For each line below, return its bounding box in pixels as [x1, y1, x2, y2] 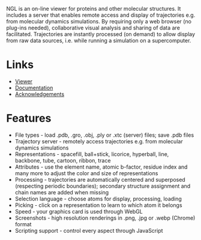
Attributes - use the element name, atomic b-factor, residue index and [14, 163, 188, 170]
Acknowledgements [14, 90, 65, 98]
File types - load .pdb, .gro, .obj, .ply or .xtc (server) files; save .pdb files [14, 131, 194, 139]
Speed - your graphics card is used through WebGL [14, 208, 143, 215]
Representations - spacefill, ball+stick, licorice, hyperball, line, [14, 150, 169, 158]
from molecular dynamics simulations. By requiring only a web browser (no [6, 18, 192, 25]
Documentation [14, 84, 53, 91]
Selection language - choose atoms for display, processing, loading [14, 195, 182, 202]
